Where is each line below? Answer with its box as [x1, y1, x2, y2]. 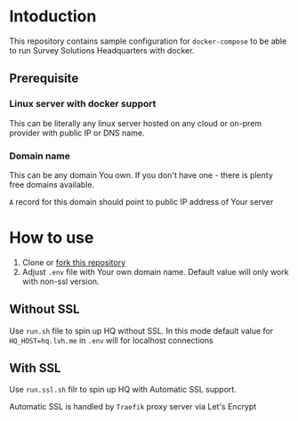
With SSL [9, 360, 61, 376]
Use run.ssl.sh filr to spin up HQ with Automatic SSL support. [9, 385, 238, 395]
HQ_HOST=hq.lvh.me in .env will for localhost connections [9, 335, 213, 345]
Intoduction [9, 6, 97, 27]
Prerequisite [9, 71, 79, 86]
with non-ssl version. [21, 276, 100, 287]
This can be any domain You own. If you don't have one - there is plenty [9, 169, 274, 180]
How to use [9, 228, 94, 248]
